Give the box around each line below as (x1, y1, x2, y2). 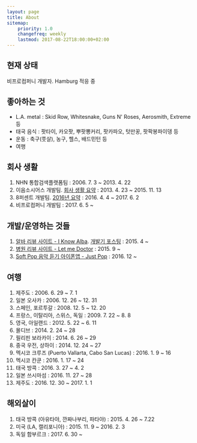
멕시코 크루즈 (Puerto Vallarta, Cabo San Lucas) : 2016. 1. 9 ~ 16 (15, 349, 171, 357)
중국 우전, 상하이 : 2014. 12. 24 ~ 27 (15, 342, 102, 349)
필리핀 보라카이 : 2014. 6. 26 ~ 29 (15, 334, 97, 342)
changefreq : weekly (17, 31, 67, 37)
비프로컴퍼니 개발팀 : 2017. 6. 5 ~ (15, 202, 94, 209)
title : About (7, 14, 40, 20)
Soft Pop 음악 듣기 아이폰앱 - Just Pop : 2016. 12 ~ (15, 253, 137, 260)
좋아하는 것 (7, 97, 46, 107)
